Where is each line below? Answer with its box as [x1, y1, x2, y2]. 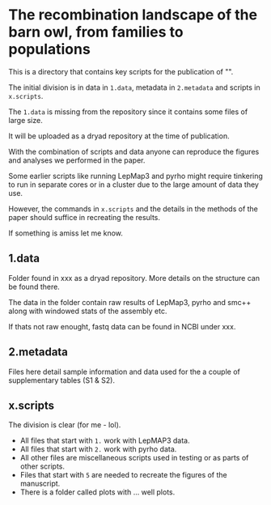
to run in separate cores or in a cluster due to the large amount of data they [8, 180, 259, 189]
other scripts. [19, 461, 66, 471]
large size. [8, 115, 43, 125]
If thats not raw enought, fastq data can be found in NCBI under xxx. [8, 321, 236, 331]
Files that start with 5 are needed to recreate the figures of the [19, 470, 228, 480]
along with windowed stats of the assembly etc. [8, 306, 167, 316]
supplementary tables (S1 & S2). [8, 375, 116, 385]
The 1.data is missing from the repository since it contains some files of [8, 107, 248, 117]
